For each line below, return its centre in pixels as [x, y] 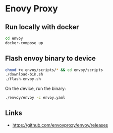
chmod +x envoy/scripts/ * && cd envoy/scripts [54, 70]
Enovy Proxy [31, 9]
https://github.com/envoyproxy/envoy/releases [60, 125]
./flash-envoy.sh [23, 79]
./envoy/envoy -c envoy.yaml [35, 98]
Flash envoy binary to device [51, 58]
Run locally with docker [42, 27]
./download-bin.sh [24, 74]
